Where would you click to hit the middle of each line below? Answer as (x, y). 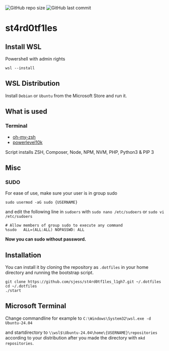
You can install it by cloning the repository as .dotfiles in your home (77, 267)
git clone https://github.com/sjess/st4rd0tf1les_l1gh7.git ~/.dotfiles (83, 282)
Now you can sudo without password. (46, 239)
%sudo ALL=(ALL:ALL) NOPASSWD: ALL (45, 230)
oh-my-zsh (24, 137)
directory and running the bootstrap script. (49, 273)
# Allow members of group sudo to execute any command (64, 225)
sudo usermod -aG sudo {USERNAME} (42, 202)
